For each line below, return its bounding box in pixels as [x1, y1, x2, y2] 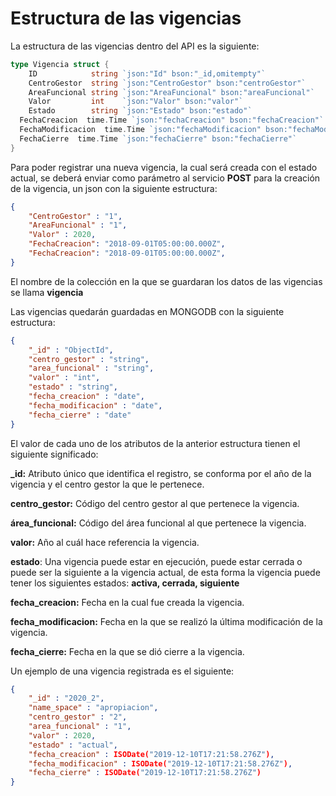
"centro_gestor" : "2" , [28, 712, 128, 722]
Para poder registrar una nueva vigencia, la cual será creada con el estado [10, 161, 318, 173]
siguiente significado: [10, 448, 99, 460]
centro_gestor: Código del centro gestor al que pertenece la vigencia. [10, 497, 300, 509]
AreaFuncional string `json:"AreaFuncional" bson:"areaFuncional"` [28, 87, 315, 97]
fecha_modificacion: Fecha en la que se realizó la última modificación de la [10, 615, 323, 627]
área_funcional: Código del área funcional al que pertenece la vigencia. [10, 517, 307, 529]
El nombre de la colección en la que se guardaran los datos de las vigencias [10, 275, 323, 287]
